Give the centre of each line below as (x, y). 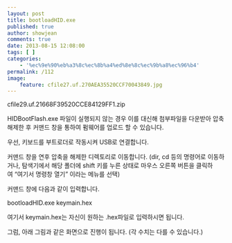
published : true (30, 26)
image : (17, 78)
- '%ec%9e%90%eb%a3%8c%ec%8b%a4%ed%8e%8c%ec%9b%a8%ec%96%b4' (109, 65)
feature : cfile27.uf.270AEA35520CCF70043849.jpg (91, 85)
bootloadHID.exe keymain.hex (50, 203)
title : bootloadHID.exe (42, 20)
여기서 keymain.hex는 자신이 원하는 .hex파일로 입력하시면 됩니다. (96, 217)
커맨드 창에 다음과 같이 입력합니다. (53, 189)
